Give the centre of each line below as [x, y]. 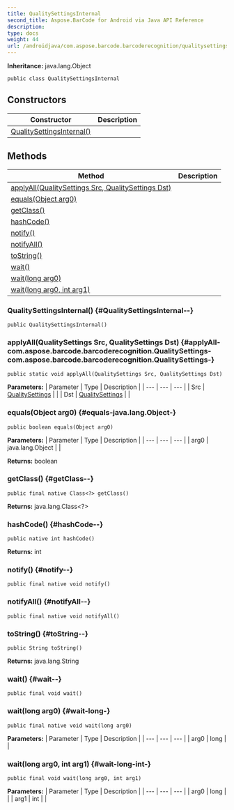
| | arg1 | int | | [27, 798]
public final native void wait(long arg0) [70, 726]
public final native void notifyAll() [63, 616]
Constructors [37, 100]
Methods [27, 156]
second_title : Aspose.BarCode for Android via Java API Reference [106, 20]
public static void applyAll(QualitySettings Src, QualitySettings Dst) [115, 374]
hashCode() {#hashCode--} [55, 524]
